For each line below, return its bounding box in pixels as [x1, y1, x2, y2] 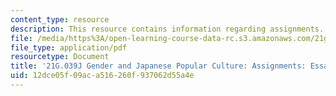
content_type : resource [10, 14, 110, 25]
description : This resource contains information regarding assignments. [10, 24, 325, 34]
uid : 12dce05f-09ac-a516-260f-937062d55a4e [10, 71, 195, 81]
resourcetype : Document [10, 52, 110, 62]
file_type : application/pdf [10, 42, 128, 53]
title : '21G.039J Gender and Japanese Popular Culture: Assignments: [10, 61, 307, 71]
